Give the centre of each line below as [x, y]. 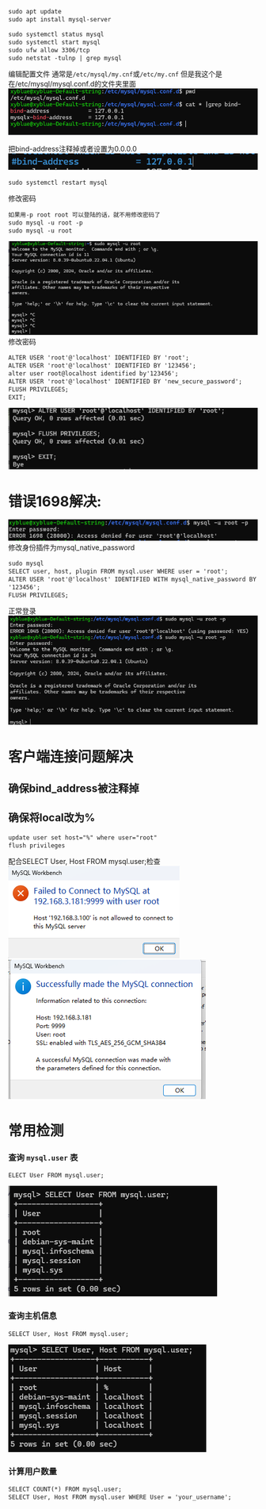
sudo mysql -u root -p [46, 223]
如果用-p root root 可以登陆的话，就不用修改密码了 [84, 215]
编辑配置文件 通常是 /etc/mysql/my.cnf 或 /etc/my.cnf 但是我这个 [112, 74]
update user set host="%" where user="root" [83, 837]
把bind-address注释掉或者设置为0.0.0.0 [72, 148]
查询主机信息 [33, 1316]
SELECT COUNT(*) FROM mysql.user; [65, 1489]
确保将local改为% [52, 818]
